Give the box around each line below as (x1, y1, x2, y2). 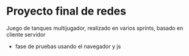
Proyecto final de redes (6, 4, 127, 18)
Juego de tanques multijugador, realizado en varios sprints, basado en (6, 24, 184, 32)
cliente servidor (6, 30, 46, 38)
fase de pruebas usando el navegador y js (15, 43, 121, 50)
